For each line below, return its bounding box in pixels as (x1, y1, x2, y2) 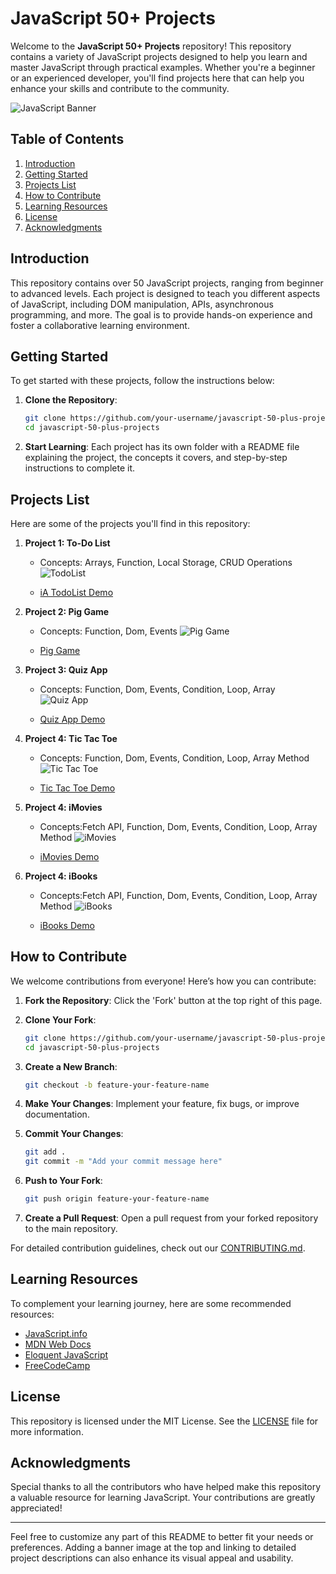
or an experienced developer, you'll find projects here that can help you (10, 72, 305, 84)
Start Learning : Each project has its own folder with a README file (24, 441, 300, 453)
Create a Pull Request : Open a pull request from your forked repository (24, 1212, 319, 1224)
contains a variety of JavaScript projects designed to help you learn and (10, 50, 308, 62)
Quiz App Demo (39, 713, 106, 725)
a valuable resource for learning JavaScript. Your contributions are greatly (10, 1492, 316, 1504)
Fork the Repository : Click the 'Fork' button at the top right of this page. (24, 994, 323, 1006)
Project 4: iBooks (24, 870, 98, 882)
